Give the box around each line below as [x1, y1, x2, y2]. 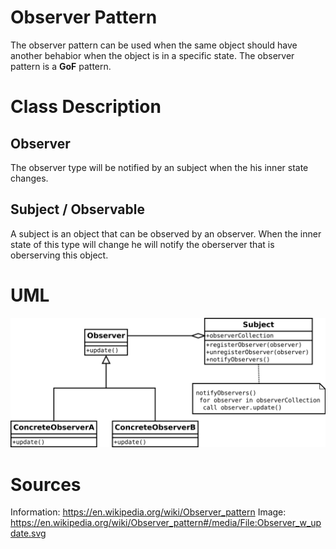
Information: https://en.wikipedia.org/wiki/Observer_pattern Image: [10, 506, 287, 518]
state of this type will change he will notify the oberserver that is [10, 238, 275, 250]
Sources [10, 473, 82, 496]
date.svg [10, 527, 47, 540]
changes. [10, 172, 49, 184]
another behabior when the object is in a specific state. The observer [10, 49, 295, 61]
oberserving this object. [10, 249, 109, 261]
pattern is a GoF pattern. [10, 60, 112, 72]
